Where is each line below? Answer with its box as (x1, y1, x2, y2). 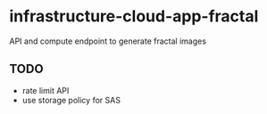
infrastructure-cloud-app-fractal (9, 6, 259, 27)
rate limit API (21, 85, 70, 95)
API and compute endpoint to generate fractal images (9, 36, 207, 46)
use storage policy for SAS (21, 94, 121, 105)
